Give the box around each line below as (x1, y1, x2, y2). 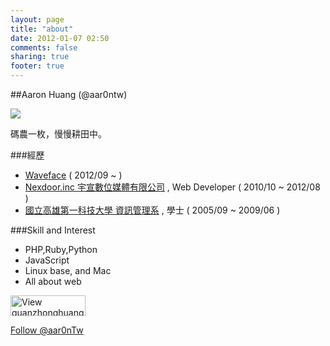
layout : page (10, 14, 65, 25)
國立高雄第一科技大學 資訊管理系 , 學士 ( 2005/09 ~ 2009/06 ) (24, 204, 281, 216)
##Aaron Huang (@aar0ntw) (10, 89, 128, 100)
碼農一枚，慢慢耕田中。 (10, 128, 107, 140)
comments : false (10, 42, 78, 53)
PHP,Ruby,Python (24, 244, 98, 255)
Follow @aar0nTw (10, 324, 84, 336)
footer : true (10, 61, 65, 71)
